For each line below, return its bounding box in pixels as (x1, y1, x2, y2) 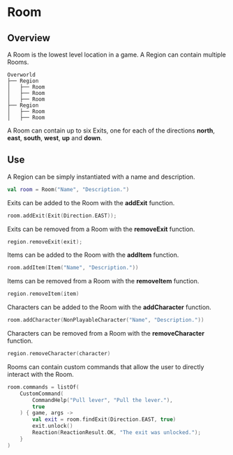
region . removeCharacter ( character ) (7, 350, 111, 357)
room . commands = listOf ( (7, 383, 80, 391)
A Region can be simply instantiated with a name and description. (7, 172, 195, 181)
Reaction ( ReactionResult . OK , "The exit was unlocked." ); (32, 429, 201, 436)
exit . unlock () (32, 423, 73, 430)
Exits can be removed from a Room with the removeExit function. (7, 225, 195, 233)
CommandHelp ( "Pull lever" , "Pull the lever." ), (32, 396, 173, 403)
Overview (7, 32, 51, 44)
